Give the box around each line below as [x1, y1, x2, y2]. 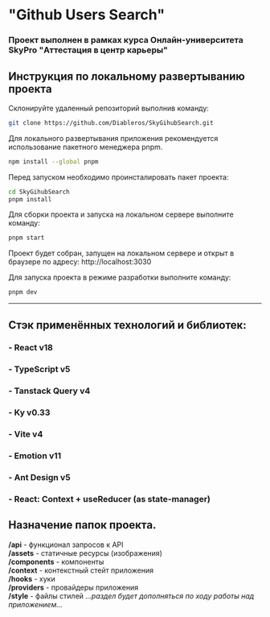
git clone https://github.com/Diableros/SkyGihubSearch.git [8, 118, 215, 126]
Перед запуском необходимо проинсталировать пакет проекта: [8, 172, 229, 182]
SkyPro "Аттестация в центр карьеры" [8, 44, 169, 56]
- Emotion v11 [8, 450, 62, 462]
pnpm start [8, 234, 45, 242]
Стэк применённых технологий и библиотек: [8, 318, 247, 332]
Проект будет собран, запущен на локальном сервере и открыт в [8, 248, 235, 259]
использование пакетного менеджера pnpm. [8, 142, 163, 151]
